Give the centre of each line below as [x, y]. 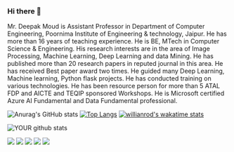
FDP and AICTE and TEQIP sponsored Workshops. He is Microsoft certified [116, 93]
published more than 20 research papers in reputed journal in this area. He [115, 64]
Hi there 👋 [25, 11]
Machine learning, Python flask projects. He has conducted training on [110, 78]
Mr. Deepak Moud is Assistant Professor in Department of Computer [106, 27]
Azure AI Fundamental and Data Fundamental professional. [92, 101]
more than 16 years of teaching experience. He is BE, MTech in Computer [113, 41]
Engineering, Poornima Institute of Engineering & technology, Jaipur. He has [117, 34]
